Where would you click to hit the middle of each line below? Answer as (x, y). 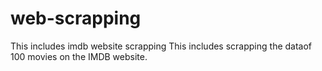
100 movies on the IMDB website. (79, 56)
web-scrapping (76, 18)
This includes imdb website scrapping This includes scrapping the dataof (161, 46)
